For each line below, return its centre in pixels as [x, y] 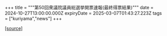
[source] [14, 28]
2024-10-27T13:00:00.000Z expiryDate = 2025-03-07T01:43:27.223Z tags [83, 13]
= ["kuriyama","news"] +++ [33, 19]
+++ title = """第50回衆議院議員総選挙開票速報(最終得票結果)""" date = [79, 7]
